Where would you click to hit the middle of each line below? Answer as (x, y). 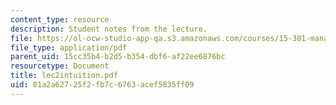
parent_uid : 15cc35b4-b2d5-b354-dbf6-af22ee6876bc (118, 57)
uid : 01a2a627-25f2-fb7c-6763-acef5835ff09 (102, 85)
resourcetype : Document (60, 66)
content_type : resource (60, 19)
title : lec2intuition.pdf (64, 76)
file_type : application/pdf (69, 47)
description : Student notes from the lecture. (109, 29)
